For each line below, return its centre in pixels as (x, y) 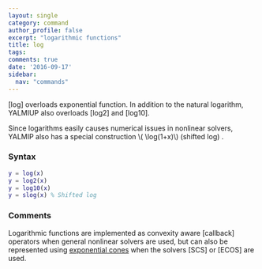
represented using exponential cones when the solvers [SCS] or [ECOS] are (131, 249)
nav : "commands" (42, 81)
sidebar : (22, 74)
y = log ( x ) (26, 173)
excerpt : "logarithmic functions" (65, 38)
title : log (26, 45)
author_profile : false (45, 30)
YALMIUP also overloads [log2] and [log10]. (79, 112)
